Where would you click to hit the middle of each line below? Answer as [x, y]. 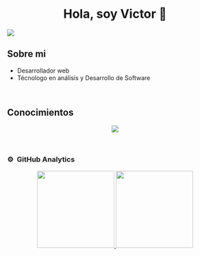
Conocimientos [40, 113]
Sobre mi [27, 54]
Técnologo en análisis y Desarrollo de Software [84, 77]
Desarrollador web [43, 71]
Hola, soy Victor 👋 [115, 14]
